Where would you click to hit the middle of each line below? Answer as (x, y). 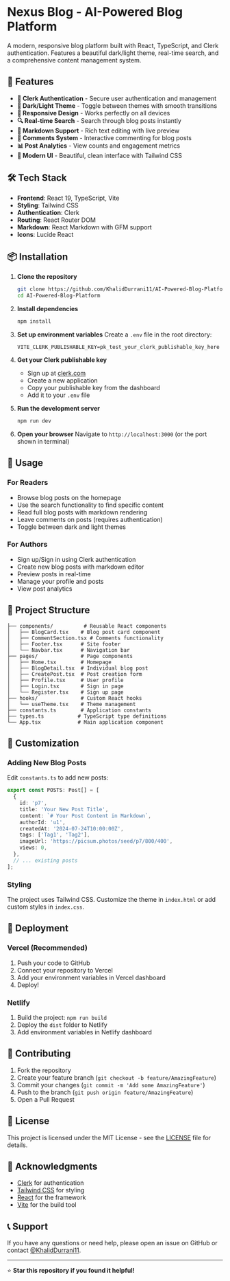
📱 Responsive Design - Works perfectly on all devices (93, 113)
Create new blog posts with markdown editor (80, 567)
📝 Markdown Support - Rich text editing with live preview (98, 131)
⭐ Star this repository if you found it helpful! (71, 1271)
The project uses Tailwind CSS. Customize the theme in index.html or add (112, 900)
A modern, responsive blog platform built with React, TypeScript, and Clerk (113, 45)
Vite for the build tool (47, 1205)
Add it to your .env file (59, 395)
